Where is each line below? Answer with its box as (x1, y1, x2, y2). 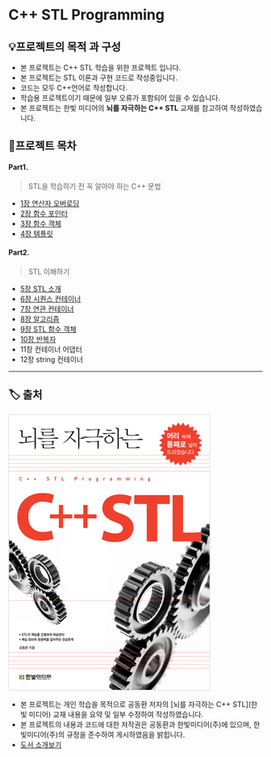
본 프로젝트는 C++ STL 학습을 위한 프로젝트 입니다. (19, 63, 181, 72)
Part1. (8, 162, 28, 171)
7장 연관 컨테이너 (19, 304, 74, 313)
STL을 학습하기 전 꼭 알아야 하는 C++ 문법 (27, 181, 161, 191)
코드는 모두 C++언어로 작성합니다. (19, 83, 127, 92)
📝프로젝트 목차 (8, 139, 77, 153)
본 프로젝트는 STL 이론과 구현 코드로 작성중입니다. (19, 73, 177, 82)
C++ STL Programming (8, 6, 165, 24)
